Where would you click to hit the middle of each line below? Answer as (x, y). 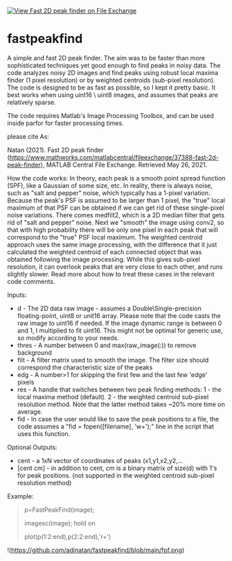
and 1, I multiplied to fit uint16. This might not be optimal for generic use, (120, 330)
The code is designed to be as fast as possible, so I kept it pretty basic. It (111, 87)
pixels (26, 382)
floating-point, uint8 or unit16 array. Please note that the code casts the (119, 315)
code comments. (31, 281)
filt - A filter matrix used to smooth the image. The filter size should (113, 360)
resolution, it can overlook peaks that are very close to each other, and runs (115, 267)
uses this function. (44, 433)
